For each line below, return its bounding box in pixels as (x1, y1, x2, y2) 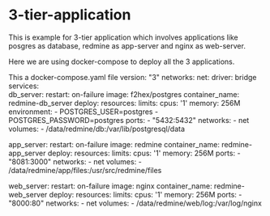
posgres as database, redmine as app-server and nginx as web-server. (8, 40, 246, 50)
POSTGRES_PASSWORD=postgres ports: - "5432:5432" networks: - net (8, 115, 250, 125)
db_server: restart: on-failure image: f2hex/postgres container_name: (8, 89, 240, 99)
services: (8, 81, 39, 91)
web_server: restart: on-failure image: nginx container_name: (8, 180, 212, 191)
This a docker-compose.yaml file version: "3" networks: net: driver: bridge (8, 72, 257, 82)
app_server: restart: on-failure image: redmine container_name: (8, 139, 221, 149)
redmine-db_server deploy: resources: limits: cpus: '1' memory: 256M (8, 98, 241, 108)
